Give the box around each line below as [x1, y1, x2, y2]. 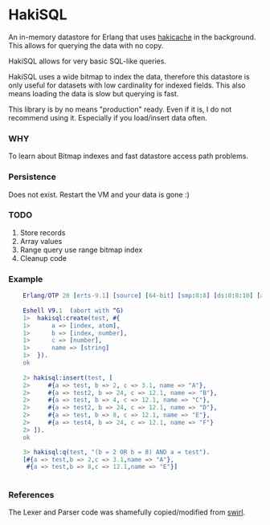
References [8, 490, 55, 501]
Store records [19, 227, 66, 238]
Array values [19, 236, 63, 246]
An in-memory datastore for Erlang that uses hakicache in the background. [8, 32, 256, 42]
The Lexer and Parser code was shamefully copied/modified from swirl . [8, 507, 246, 517]
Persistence [8, 171, 56, 182]
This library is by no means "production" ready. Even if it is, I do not [8, 104, 232, 114]
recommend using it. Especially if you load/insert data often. [8, 112, 207, 122]
